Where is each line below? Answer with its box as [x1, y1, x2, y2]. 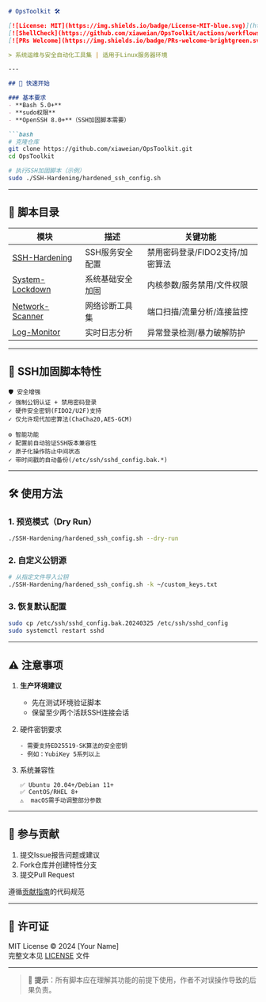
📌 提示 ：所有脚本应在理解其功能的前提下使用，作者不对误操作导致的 [27, 975, 249, 985]
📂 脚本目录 [8, 206, 59, 219]
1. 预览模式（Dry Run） [8, 516, 97, 527]
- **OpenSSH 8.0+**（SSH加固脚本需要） [8, 116, 131, 124]
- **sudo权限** [8, 108, 56, 117]
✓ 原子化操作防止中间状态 [8, 447, 81, 456]
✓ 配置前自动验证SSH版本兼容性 [8, 439, 97, 447]
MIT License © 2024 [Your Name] [8, 941, 120, 950]
